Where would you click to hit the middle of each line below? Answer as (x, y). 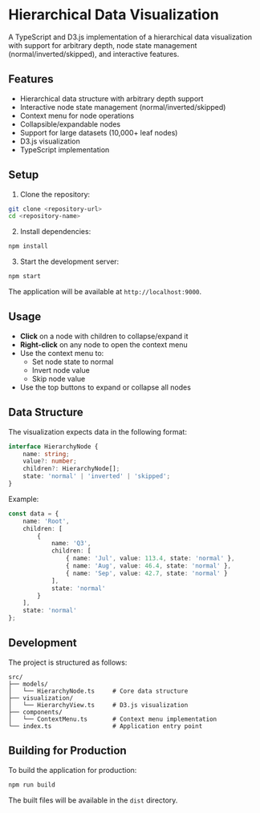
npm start (25, 277)
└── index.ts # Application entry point (106, 726)
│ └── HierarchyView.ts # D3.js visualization (98, 705)
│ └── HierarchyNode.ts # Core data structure (98, 691)
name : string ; (46, 454)
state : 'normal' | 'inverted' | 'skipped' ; (97, 476)
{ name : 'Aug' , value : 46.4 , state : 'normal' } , (148, 566)
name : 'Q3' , (71, 544)
